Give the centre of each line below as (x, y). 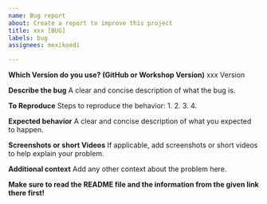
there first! (27, 193)
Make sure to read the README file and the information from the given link (133, 185)
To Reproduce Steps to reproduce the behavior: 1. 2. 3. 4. (103, 106)
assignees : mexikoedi (44, 45)
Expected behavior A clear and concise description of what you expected (130, 121)
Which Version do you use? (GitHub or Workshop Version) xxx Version (127, 75)
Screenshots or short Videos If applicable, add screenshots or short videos (133, 145)
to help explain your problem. (56, 154)
